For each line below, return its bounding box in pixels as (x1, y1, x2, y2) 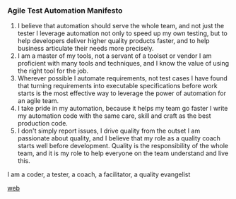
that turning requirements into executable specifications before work (17, 82, 218, 90)
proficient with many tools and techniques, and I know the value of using (17, 59, 230, 68)
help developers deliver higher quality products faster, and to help (17, 37, 210, 45)
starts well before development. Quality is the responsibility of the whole (17, 142, 229, 150)
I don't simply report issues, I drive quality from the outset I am (17, 126, 201, 135)
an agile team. (17, 97, 59, 105)
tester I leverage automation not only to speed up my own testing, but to (17, 29, 228, 37)
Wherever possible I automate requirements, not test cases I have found (17, 74, 228, 83)
